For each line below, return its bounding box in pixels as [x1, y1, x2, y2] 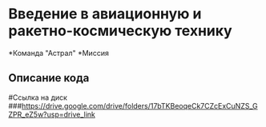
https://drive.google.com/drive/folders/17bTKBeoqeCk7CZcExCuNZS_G [21, 101, 258, 110]
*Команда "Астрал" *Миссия [8, 48, 110, 58]
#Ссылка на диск [8, 93, 68, 102]
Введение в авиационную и [8, 5, 202, 23]
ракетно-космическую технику [8, 22, 232, 40]
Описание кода [8, 71, 90, 85]
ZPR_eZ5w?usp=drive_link [8, 109, 96, 119]
